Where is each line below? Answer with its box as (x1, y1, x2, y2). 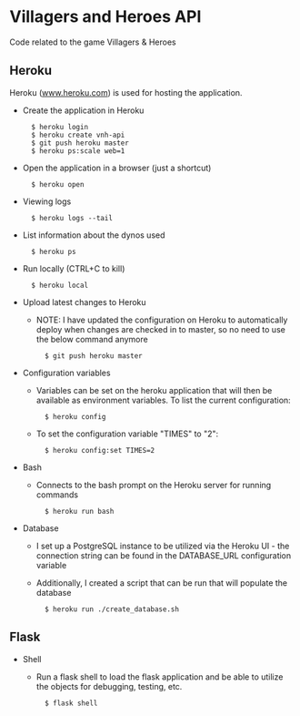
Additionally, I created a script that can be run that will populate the (35, 577, 288, 588)
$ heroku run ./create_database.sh (44, 604, 180, 614)
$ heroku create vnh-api (31, 130, 125, 139)
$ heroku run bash (44, 506, 115, 516)
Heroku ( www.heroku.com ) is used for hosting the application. (9, 87, 243, 97)
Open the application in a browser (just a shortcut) (22, 162, 212, 173)
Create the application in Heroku (22, 105, 145, 116)
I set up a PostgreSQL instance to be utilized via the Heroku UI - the (35, 540, 290, 551)
